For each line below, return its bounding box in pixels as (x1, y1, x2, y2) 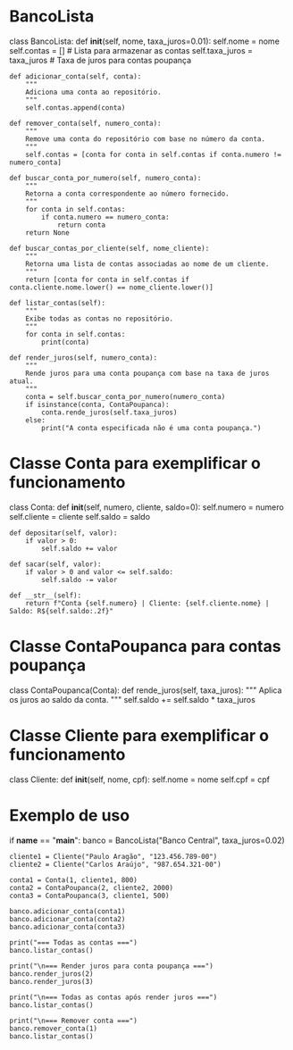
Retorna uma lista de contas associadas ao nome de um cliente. (25, 259, 270, 269)
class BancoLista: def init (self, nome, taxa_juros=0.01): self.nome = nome (9, 36, 280, 46)
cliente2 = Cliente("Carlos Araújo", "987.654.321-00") (9, 860, 222, 869)
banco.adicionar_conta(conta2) (9, 914, 126, 923)
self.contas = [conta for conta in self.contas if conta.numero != (25, 150, 281, 159)
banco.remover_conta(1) (9, 1024, 98, 1033)
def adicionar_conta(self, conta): (9, 71, 142, 81)
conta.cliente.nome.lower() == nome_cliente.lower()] (9, 283, 214, 292)
